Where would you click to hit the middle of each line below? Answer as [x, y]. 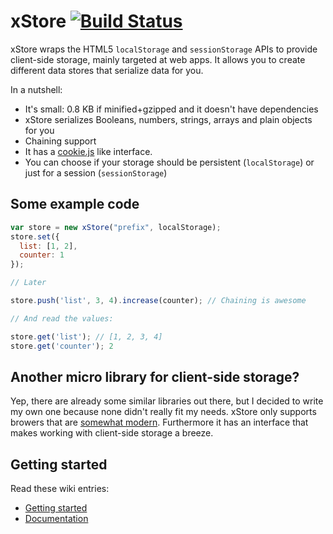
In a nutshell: [36, 89]
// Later [28, 283]
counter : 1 [42, 255]
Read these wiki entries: [60, 489]
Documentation [56, 519]
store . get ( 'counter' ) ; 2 [62, 346]
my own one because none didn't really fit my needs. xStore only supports [163, 412]
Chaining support [60, 141]
